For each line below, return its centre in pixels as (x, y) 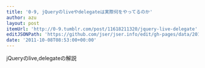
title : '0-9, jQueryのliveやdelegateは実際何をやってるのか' (80, 12)
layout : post (23, 23)
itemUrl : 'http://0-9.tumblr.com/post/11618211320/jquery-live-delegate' (102, 29)
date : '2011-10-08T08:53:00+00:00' (52, 40)
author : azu (21, 18)
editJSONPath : (24, 35)
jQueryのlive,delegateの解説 (41, 58)
